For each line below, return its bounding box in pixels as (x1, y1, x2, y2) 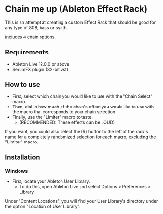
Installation (5, 153, 40, 161)
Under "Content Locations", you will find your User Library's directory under (5, 198, 158, 204)
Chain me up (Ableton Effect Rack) (5, 3, 148, 15)
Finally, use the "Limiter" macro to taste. (12, 114, 93, 120)
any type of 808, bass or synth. (5, 24, 68, 30)
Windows (5, 167, 28, 174)
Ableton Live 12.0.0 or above (12, 61, 70, 67)
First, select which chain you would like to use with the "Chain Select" (12, 93, 153, 99)
